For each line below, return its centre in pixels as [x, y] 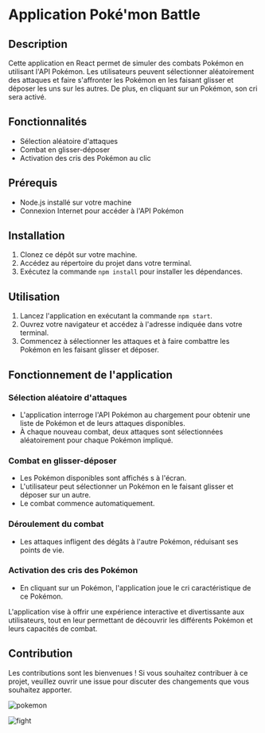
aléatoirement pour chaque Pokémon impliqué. [96, 440]
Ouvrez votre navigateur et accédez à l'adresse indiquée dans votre [131, 325]
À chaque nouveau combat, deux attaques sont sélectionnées [121, 431]
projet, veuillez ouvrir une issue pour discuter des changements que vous [129, 681]
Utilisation [34, 296]
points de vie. [42, 550]
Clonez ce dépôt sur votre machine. [78, 255]
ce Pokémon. [41, 596]
